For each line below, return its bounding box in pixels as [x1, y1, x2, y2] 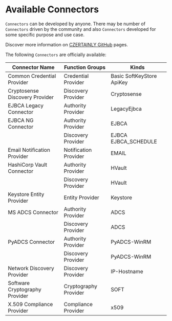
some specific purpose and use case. [5, 31, 84, 38]
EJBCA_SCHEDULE [111, 138, 157, 145]
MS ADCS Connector [8, 208, 59, 216]
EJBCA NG [8, 117, 34, 124]
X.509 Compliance [8, 300, 53, 308]
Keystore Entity [8, 190, 45, 198]
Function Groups [63, 63, 106, 70]
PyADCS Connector [8, 238, 55, 245]
